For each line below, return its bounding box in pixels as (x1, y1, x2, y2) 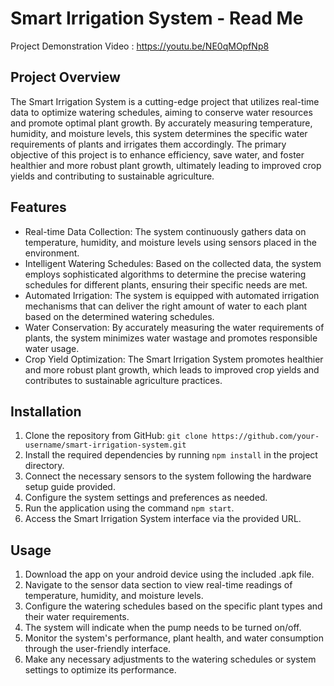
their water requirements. (24, 611, 130, 623)
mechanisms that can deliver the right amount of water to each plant (24, 300, 308, 312)
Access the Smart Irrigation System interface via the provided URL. (24, 513, 302, 525)
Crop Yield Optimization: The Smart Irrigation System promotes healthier (24, 353, 324, 365)
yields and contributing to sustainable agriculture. (10, 170, 215, 182)
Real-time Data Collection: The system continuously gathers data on (24, 225, 307, 237)
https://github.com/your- (211, 432, 320, 442)
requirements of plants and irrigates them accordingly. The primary (10, 138, 287, 150)
